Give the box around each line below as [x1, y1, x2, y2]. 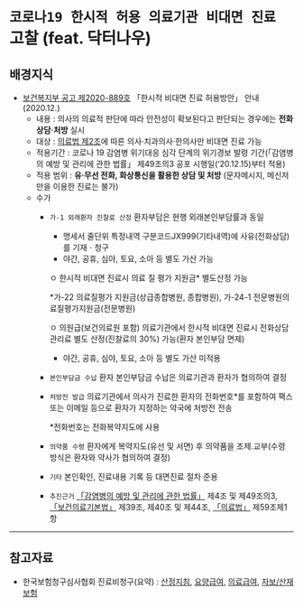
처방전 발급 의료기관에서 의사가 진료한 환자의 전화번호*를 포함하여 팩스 [49, 391, 293, 402]
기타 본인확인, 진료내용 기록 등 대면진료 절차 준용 [49, 472, 218, 481]
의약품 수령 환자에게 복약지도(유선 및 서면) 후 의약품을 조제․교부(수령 [49, 441, 286, 452]
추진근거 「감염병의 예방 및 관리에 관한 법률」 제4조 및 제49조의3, [49, 490, 278, 501]
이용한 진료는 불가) [52, 182, 119, 191]
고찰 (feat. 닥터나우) [9, 28, 151, 49]
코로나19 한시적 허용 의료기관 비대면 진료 [9, 9, 277, 26]
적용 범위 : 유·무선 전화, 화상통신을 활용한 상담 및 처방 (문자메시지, [35, 170, 266, 181]
